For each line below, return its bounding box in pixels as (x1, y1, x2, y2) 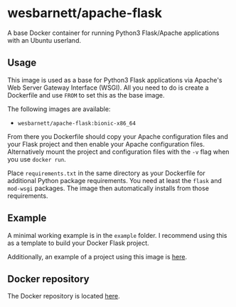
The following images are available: (7, 105, 111, 113)
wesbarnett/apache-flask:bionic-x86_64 (17, 120, 136, 127)
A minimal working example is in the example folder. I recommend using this (7, 231, 227, 239)
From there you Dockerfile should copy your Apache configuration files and (7, 132, 229, 140)
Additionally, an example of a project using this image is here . (7, 252, 187, 261)
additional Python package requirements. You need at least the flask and (7, 176, 222, 184)
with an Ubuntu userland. (7, 36, 82, 44)
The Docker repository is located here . (7, 292, 121, 301)
